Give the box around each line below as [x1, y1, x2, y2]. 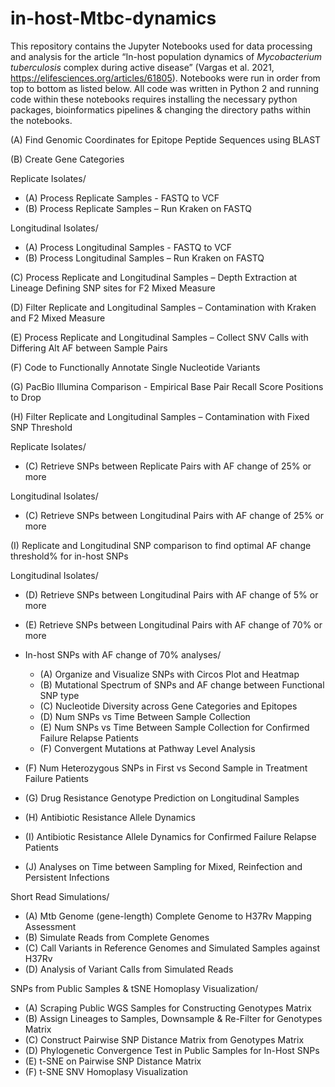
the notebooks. [10, 114, 73, 126]
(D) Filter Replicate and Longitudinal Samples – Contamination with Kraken [10, 301, 317, 313]
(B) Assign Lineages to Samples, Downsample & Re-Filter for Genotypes [24, 1012, 323, 1024]
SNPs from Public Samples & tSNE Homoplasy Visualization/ [10, 982, 259, 994]
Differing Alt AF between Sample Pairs [10, 342, 168, 354]
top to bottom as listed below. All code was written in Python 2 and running [10, 82, 320, 94]
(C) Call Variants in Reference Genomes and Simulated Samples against [24, 942, 321, 954]
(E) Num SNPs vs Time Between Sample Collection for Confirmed [39, 721, 310, 733]
